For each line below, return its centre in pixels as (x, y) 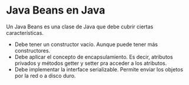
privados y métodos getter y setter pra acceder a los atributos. (91, 63)
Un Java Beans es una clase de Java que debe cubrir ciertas (80, 27)
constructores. (32, 50)
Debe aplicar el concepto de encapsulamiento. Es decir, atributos (94, 57)
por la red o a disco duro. (45, 76)
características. (25, 32)
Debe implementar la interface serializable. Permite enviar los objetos (99, 69)
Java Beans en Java (56, 10)
